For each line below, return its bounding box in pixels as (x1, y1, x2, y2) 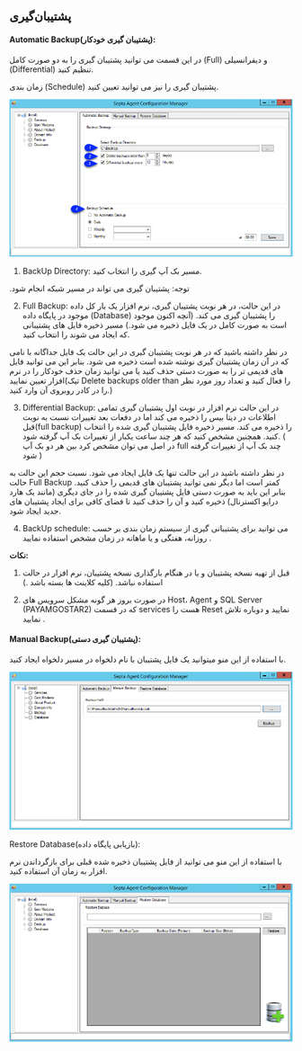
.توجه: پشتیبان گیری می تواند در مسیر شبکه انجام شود (9, 282, 191, 293)
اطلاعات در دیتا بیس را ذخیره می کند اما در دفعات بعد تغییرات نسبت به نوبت (22, 411, 277, 423)
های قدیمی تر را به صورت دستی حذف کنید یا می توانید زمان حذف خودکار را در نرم (9, 365, 284, 376)
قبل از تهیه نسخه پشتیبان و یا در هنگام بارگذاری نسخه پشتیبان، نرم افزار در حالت (22, 567, 290, 578)
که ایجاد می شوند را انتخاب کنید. (22, 329, 130, 340)
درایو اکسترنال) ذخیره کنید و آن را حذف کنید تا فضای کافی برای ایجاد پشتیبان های (9, 495, 279, 506)
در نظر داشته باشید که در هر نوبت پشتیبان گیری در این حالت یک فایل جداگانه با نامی (9, 346, 288, 357)
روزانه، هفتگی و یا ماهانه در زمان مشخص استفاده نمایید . (22, 532, 212, 543)
